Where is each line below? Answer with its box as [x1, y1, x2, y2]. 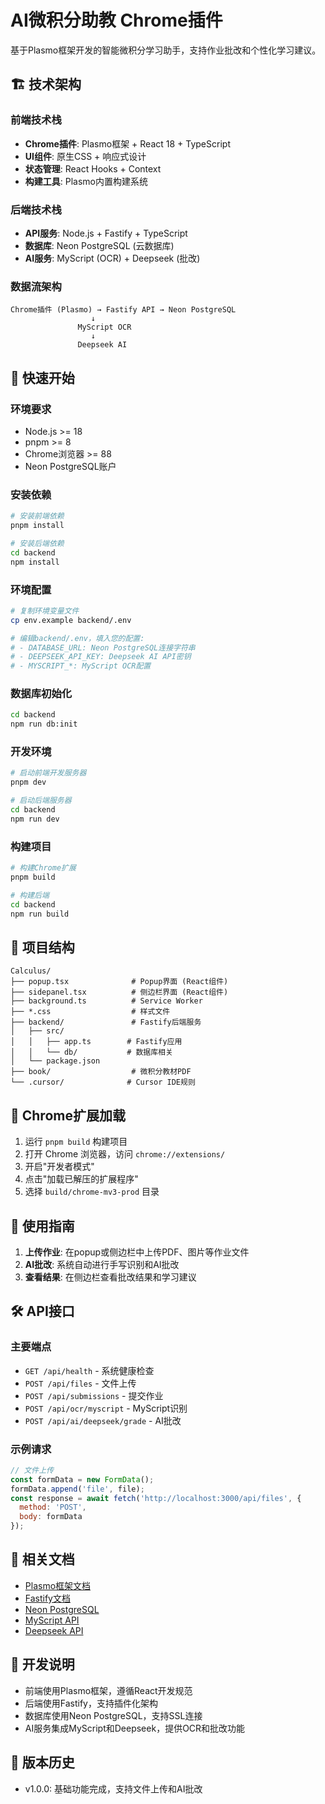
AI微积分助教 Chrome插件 [10, 9, 223, 32]
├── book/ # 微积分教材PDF [10, 1067, 192, 1077]
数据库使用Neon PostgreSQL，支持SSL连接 [24, 1709, 203, 1721]
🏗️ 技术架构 [10, 76, 82, 93]
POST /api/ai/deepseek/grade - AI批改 [24, 1414, 182, 1426]
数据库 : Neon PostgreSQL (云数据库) [24, 239, 175, 251]
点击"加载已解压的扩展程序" [24, 1173, 139, 1185]
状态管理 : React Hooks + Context [24, 162, 162, 175]
